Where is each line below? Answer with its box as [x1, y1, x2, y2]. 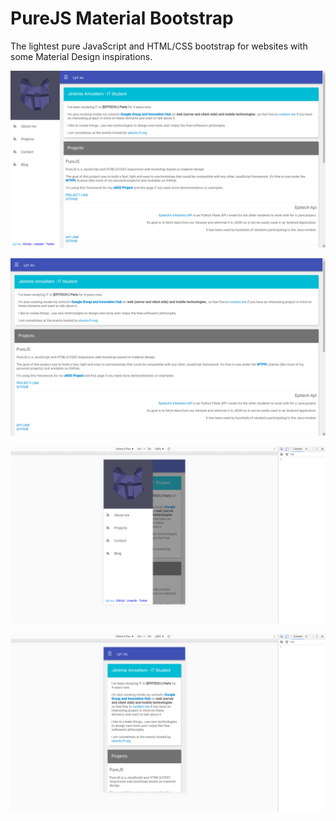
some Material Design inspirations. [10, 50, 153, 62]
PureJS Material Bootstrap [10, 7, 234, 30]
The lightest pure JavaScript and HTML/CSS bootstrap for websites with [10, 40, 308, 52]
